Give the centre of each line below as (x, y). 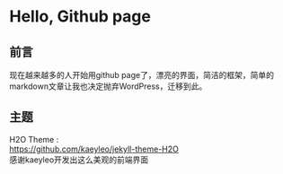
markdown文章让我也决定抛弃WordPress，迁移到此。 (108, 86)
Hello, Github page (80, 17)
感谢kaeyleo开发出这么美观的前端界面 (79, 160)
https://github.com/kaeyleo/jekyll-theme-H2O (94, 149)
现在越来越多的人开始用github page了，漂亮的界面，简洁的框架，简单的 (141, 75)
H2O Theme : (34, 139)
